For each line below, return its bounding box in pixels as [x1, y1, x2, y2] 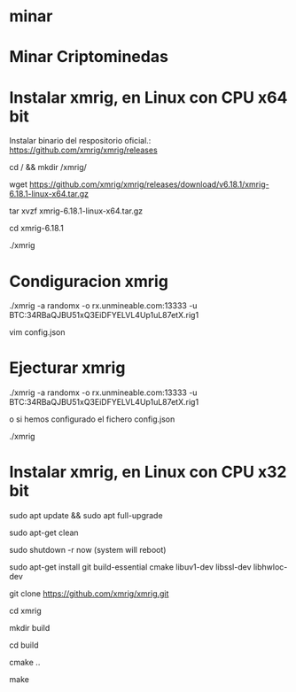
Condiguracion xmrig [9, 271, 168, 292]
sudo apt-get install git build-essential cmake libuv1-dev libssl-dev [9, 562, 252, 572]
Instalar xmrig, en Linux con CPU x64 [9, 87, 288, 107]
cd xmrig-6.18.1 [9, 223, 64, 234]
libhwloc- [253, 562, 288, 572]
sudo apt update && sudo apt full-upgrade [9, 510, 163, 521]
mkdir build [9, 623, 51, 634]
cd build [9, 640, 39, 650]
